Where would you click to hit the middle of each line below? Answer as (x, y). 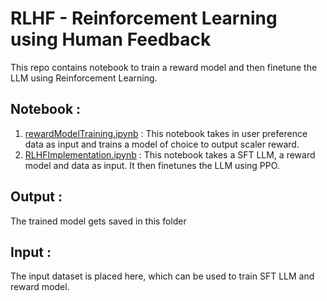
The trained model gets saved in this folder (98, 221)
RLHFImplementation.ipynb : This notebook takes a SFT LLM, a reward (170, 154)
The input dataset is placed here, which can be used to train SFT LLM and (162, 276)
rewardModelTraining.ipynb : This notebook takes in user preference (166, 133)
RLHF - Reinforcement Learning (144, 18)
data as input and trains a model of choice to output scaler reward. (162, 144)
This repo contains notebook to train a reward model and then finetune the (164, 67)
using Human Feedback (111, 39)
